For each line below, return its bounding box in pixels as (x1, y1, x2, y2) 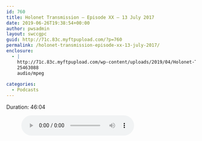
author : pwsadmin (6, 25, 50, 32)
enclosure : (6, 48, 34, 54)
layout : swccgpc (6, 31, 47, 37)
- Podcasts (11, 87, 39, 93)
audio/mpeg (17, 70, 44, 76)
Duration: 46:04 (6, 103, 46, 110)
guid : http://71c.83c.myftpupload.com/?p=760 (6, 37, 122, 43)
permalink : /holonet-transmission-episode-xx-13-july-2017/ (6, 43, 161, 49)
